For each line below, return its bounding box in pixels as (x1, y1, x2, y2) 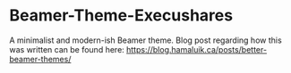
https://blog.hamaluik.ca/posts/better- (126, 44, 267, 54)
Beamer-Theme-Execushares (9, 5, 234, 26)
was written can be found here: (9, 44, 125, 54)
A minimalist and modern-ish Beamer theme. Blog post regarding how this (9, 35, 282, 45)
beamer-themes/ (9, 53, 72, 64)
